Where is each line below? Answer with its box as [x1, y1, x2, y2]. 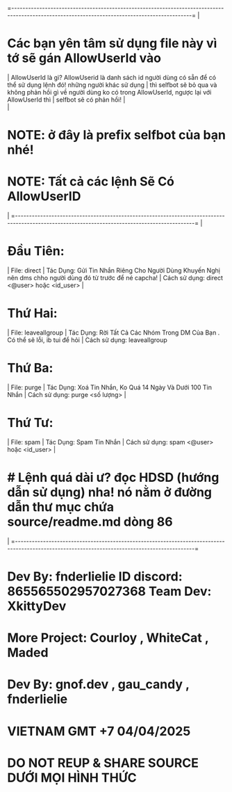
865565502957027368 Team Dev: [7, 583, 212, 599]
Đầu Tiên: [7, 243, 65, 259]
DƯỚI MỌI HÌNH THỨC [7, 770, 137, 786]
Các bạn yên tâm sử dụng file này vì [7, 35, 217, 51]
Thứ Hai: [7, 305, 58, 321]
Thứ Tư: [7, 415, 53, 431]
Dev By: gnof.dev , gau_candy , [7, 677, 190, 693]
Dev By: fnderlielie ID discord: [7, 568, 183, 584]
